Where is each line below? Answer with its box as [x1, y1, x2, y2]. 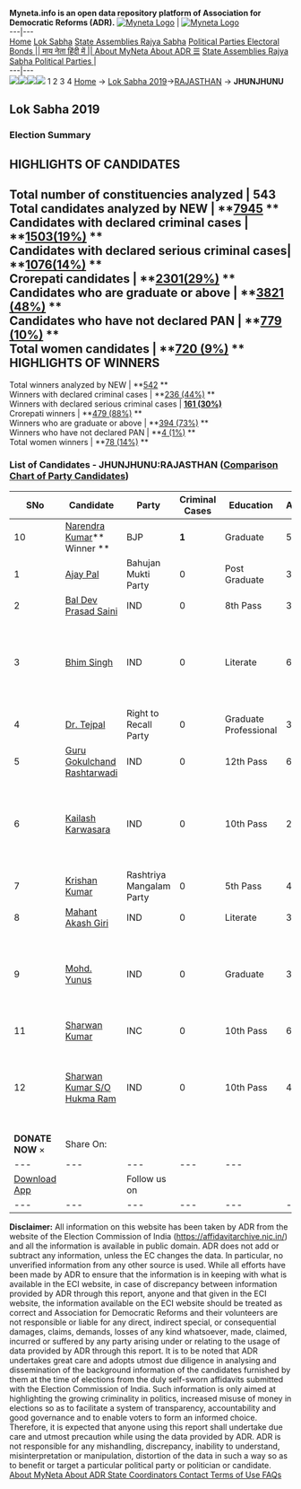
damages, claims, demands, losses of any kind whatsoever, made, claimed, [9, 1326, 288, 1336]
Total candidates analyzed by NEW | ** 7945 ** [9, 201, 279, 216]
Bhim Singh [64, 655, 114, 668]
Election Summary [9, 129, 91, 142]
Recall [126, 718, 152, 731]
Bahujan [126, 556, 161, 569]
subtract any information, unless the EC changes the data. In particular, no [9, 1249, 284, 1260]
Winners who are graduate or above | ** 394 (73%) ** [9, 417, 209, 428]
